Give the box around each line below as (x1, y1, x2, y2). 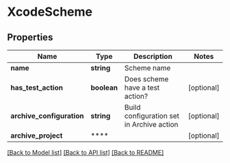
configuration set (124, 111, 179, 121)
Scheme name (124, 63, 171, 73)
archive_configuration (10, 111, 84, 121)
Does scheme (124, 75, 169, 84)
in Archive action (124, 120, 179, 129)
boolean (90, 83, 118, 92)
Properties (7, 32, 53, 43)
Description (133, 52, 172, 61)
